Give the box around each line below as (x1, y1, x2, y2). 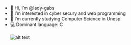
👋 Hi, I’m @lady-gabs (10, 5, 55, 11)
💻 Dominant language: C (10, 21, 63, 28)
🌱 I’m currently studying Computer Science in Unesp (10, 16, 121, 21)
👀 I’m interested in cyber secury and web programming (10, 10, 126, 16)
